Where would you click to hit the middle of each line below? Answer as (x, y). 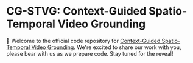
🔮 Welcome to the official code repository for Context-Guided (83, 41)
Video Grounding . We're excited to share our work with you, (106, 47)
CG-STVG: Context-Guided (76, 11)
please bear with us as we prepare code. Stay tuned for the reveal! (90, 53)
